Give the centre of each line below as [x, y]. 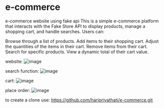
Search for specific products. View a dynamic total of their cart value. [77, 52]
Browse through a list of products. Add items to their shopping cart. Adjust [82, 41]
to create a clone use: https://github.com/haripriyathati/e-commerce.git [79, 100]
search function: [22, 71]
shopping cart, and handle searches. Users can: [55, 31]
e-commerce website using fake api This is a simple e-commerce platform [82, 21]
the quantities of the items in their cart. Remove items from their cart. [76, 46]
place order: [18, 90]
